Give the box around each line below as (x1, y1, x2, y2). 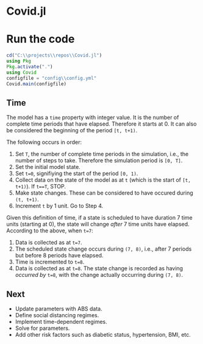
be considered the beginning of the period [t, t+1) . (6, 127, 138, 134)
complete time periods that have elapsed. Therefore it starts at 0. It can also (6, 120, 197, 127)
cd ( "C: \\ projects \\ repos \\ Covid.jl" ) (6, 52, 102, 59)
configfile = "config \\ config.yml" (6, 75, 97, 81)
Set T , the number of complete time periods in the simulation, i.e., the (15, 151, 189, 158)
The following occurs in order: (6, 138, 82, 146)
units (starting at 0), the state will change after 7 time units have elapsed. (6, 221, 190, 228)
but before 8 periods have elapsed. (15, 252, 104, 259)
